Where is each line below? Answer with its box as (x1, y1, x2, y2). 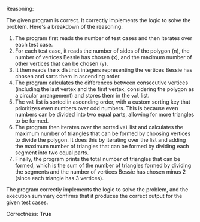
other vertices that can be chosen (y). (14, 60, 108, 67)
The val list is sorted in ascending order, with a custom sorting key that (14, 98, 190, 105)
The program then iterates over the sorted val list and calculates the (14, 124, 184, 130)
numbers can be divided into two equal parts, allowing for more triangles (14, 111, 195, 118)
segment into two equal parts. (14, 149, 89, 156)
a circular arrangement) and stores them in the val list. (14, 92, 150, 99)
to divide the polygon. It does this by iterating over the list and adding (14, 136, 186, 143)
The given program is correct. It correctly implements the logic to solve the (6, 17, 191, 23)
